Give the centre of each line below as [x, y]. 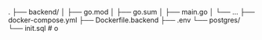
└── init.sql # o [33, 28]
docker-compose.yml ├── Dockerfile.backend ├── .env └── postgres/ [124, 20]
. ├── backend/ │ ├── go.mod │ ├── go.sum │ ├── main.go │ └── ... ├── [131, 12]
